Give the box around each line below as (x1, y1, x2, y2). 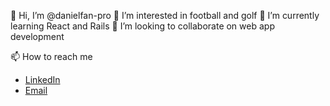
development (10, 31, 65, 42)
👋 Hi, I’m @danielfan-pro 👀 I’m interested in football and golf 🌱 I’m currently (10, 10, 320, 21)
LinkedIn (24, 74, 61, 85)
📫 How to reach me (10, 51, 93, 62)
